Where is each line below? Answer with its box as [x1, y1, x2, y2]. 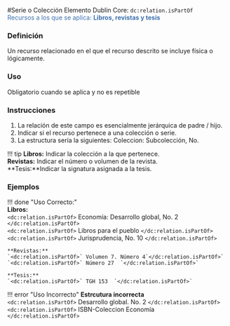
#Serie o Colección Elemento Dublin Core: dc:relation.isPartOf [7, 6, 194, 14]
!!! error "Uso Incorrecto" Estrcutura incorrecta [7, 290, 145, 299]
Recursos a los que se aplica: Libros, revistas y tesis [7, 13, 161, 22]
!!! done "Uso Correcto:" [7, 198, 77, 206]
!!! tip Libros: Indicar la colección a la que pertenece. [7, 149, 160, 158]
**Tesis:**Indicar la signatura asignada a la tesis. [7, 164, 152, 172]
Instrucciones [7, 105, 56, 115]
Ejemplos [7, 182, 40, 191]
